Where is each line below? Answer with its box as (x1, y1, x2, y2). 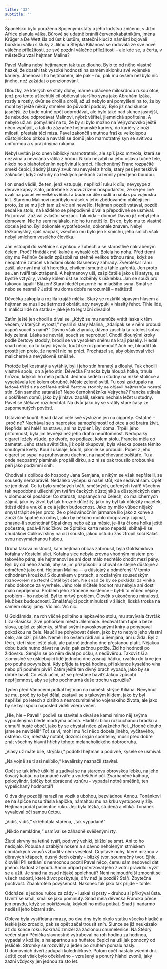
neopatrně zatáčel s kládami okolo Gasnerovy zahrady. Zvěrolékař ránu (5, 259, 152, 265)
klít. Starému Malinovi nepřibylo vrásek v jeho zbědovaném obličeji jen (5, 196, 150, 202)
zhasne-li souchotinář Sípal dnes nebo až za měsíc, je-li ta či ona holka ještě (5, 520, 163, 526)
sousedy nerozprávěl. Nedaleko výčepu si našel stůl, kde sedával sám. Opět (5, 477, 162, 483)
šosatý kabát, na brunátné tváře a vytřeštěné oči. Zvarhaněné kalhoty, (5, 773, 150, 778)
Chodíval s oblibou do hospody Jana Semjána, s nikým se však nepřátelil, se (5, 472, 162, 478)
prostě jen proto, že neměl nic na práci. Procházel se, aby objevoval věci (5, 348, 154, 354)
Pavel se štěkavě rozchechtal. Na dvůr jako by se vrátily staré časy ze (5, 399, 149, 405)
